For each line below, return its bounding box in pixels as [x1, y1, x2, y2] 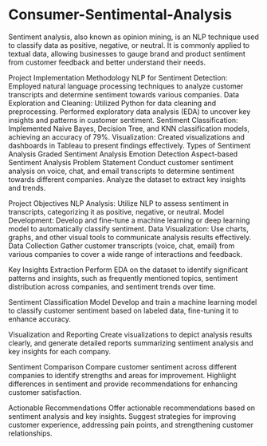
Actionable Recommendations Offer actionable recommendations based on [8, 403, 256, 412]
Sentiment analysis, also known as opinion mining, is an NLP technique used [8, 32, 259, 41]
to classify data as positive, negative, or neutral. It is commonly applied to [8, 40, 250, 49]
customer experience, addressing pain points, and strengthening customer [8, 420, 253, 429]
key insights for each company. [8, 346, 112, 356]
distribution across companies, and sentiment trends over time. [8, 282, 216, 291]
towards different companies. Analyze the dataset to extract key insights [8, 174, 246, 184]
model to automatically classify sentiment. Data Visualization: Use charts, [8, 223, 249, 233]
